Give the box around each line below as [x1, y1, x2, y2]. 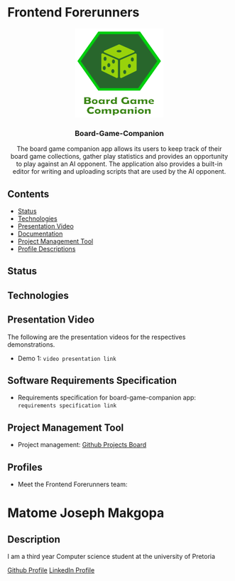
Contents [7, 188, 50, 200]
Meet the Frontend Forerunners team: [17, 480, 128, 488]
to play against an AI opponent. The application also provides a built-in [16, 159, 223, 168]
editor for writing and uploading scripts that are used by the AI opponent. [12, 167, 226, 176]
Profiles [7, 461, 43, 473]
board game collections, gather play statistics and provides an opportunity [10, 152, 229, 161]
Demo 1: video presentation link [17, 354, 116, 362]
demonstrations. [7, 340, 55, 349]
